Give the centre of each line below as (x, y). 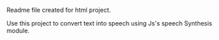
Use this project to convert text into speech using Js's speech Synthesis (109, 23)
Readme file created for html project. (59, 10)
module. (18, 31)
